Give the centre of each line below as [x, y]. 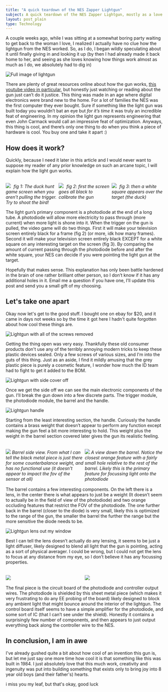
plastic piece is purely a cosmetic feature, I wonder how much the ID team [82, 365]
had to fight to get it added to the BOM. [46, 370]
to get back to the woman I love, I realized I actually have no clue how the [81, 44]
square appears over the [137, 192]
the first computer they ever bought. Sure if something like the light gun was [84, 105]
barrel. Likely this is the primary [117, 468]
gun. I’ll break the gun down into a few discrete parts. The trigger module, [81, 395]
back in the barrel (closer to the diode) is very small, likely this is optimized [82, 510]
